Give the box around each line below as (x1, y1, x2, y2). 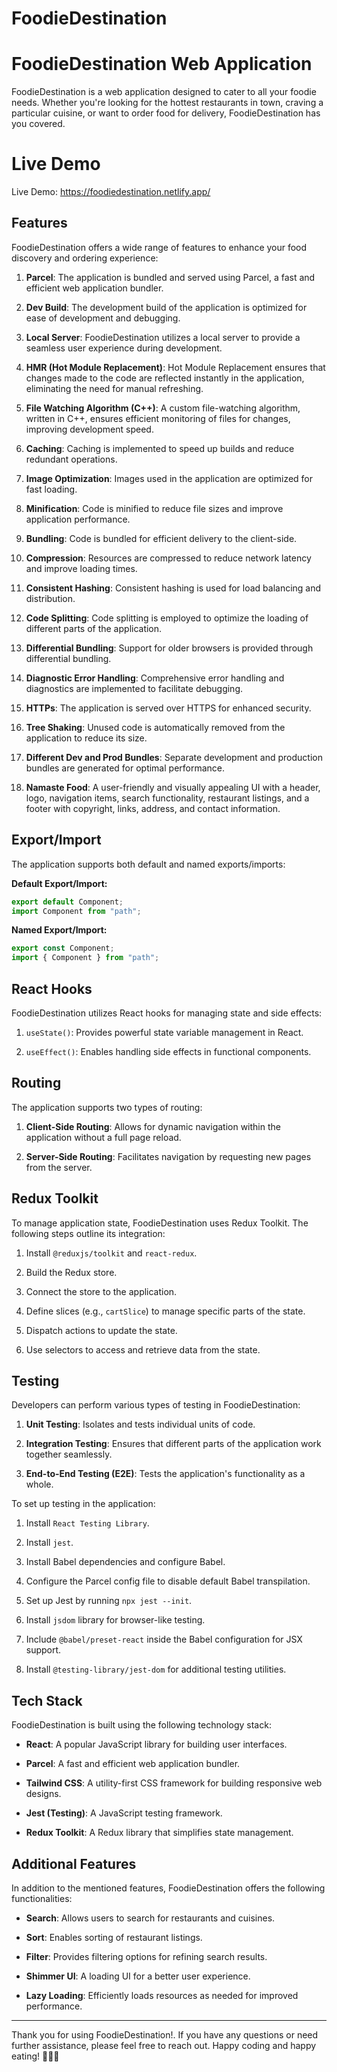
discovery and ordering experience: (11, 252, 159, 264)
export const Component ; (11, 943, 115, 954)
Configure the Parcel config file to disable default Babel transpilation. (25, 1575, 311, 1587)
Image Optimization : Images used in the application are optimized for (25, 472, 314, 484)
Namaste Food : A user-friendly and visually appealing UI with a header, (25, 781, 321, 793)
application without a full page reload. (25, 1131, 182, 1143)
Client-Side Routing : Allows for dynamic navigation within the (25, 1120, 281, 1132)
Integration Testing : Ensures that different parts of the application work (25, 1438, 322, 1450)
